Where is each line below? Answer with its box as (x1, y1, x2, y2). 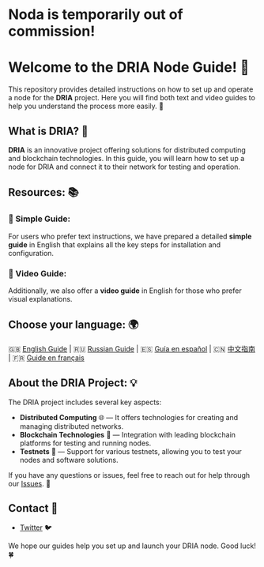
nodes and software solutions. (19, 455, 119, 464)
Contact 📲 (8, 501, 58, 515)
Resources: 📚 (8, 186, 79, 199)
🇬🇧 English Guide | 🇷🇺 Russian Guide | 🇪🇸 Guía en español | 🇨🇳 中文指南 (8, 344, 255, 353)
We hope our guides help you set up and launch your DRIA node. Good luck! (8, 541, 257, 550)
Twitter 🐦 (19, 523, 53, 532)
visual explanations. (8, 294, 73, 303)
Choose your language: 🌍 (8, 318, 139, 332)
